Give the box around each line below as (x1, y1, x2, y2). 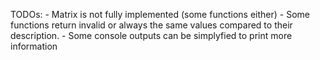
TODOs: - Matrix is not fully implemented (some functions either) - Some (10, 9, 310, 20)
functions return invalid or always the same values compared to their (10, 19, 293, 31)
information (10, 40, 58, 52)
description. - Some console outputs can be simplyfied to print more (10, 30, 293, 41)
